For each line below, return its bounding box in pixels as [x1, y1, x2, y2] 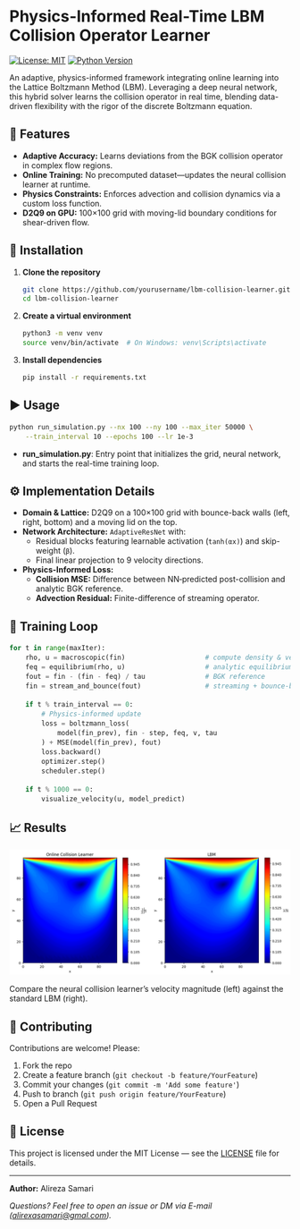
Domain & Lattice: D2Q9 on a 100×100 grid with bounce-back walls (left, [21, 507, 290, 518]
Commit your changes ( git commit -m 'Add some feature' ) [21, 1080, 240, 1090]
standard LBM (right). [9, 993, 88, 1004]
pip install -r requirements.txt [21, 373, 147, 382]
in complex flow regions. [21, 159, 113, 171]
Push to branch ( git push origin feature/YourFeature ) [21, 1089, 227, 1099]
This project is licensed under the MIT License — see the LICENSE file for [9, 1148, 279, 1158]
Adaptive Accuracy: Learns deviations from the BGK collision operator [21, 150, 284, 161]
